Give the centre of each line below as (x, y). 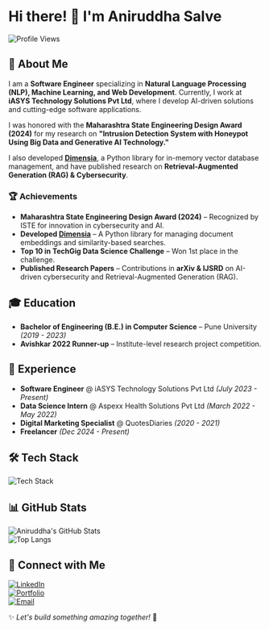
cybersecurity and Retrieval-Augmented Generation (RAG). (141, 277)
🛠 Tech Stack (43, 458)
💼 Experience (42, 369)
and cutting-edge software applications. (75, 109)
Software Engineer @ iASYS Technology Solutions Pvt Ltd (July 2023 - (139, 388)
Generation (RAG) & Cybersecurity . (68, 175)
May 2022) (39, 414)
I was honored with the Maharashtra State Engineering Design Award (125, 125)
